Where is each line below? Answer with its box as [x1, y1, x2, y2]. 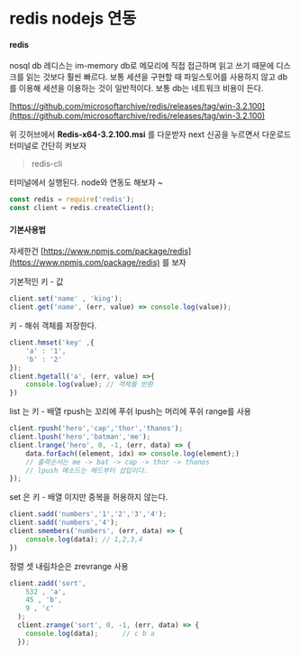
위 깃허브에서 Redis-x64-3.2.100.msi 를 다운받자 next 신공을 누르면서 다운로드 [9, 129, 291, 140]
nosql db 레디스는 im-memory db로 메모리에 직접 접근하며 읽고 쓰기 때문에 [9, 60, 275, 71]
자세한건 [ [9, 245, 44, 257]
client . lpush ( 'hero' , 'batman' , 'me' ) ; [9, 432, 151, 442]
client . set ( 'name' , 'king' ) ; [9, 294, 123, 303]
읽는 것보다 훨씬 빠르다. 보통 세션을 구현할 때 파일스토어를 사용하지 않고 [25, 71, 277, 82]
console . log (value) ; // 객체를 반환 [25, 380, 154, 389]
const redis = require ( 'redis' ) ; [9, 195, 135, 204]
